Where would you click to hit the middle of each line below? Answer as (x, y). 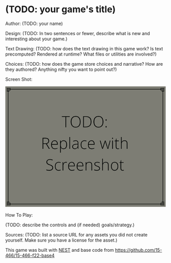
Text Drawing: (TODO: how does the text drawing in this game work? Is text (84, 48)
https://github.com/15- (138, 250)
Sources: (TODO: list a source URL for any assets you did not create (76, 234)
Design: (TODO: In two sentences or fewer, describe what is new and (78, 33)
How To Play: (19, 215)
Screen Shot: (19, 79)
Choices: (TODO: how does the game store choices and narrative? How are (84, 64)
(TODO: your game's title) (61, 9)
